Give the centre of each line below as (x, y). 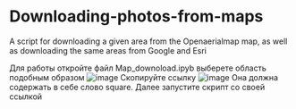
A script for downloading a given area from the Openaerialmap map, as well (148, 41)
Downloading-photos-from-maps (136, 17)
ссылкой (26, 96)
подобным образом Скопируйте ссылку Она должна (144, 77)
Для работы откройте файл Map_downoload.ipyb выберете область (138, 68)
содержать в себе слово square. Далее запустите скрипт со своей (137, 87)
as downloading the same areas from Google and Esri (108, 50)
